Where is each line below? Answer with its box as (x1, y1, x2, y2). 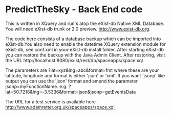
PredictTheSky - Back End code (5, 4, 143, 15)
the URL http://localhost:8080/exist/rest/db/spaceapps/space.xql (5, 57, 143, 63)
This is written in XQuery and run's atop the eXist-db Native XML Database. (5, 20, 165, 26)
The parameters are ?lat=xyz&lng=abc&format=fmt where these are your (5, 67, 159, 73)
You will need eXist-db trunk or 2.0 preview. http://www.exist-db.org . (5, 25, 151, 32)
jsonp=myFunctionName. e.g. (5, 83, 68, 90)
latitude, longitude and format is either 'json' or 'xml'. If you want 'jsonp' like (5, 72, 165, 78)
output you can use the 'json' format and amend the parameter (5, 78, 138, 84)
